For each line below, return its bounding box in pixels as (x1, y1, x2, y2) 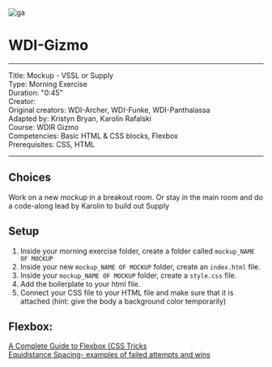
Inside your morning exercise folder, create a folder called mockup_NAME (19, 246, 255, 256)
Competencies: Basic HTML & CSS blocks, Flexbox (8, 131, 179, 140)
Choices (8, 171, 51, 184)
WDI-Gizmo (8, 37, 89, 54)
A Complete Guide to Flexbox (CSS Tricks (8, 341, 147, 351)
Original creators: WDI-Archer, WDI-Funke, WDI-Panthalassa (8, 105, 210, 114)
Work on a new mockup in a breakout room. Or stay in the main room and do (8, 192, 263, 202)
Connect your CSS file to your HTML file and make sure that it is (19, 287, 234, 297)
